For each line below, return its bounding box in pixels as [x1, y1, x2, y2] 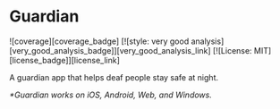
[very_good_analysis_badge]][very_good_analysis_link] [9, 45, 212, 55]
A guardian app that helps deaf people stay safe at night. [9, 71, 219, 82]
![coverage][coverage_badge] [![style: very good [9, 36, 190, 46]
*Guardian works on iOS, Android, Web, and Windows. [9, 89, 212, 100]
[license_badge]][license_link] [9, 54, 121, 65]
